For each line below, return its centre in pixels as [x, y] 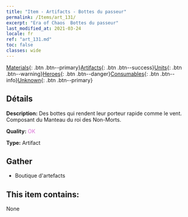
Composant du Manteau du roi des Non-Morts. [64, 119]
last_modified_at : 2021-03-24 [44, 28]
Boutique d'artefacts [40, 176]
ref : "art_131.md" [29, 39]
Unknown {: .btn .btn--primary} [55, 80]
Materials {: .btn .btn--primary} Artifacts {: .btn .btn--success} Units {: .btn [94, 67]
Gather [19, 161]
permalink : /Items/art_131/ [41, 17]
